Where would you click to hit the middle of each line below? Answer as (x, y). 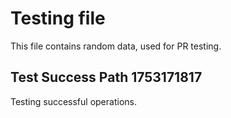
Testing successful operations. (73, 101)
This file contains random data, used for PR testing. (116, 46)
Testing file (58, 18)
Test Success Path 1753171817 (106, 77)
